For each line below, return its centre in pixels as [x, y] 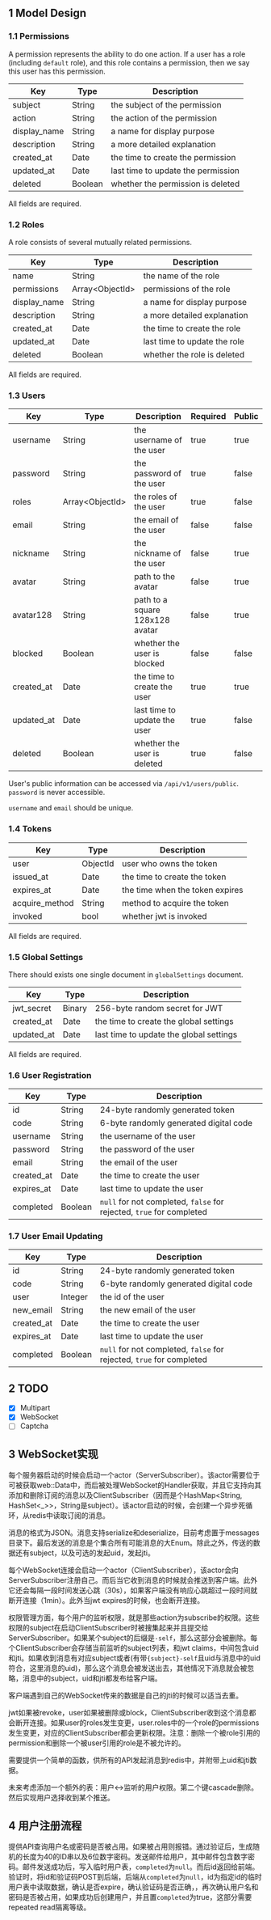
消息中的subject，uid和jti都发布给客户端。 [92, 1678]
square [148, 610]
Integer [74, 1297]
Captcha [34, 1426]
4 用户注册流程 [45, 1826]
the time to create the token [174, 877]
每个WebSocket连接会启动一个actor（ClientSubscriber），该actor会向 [124, 1570]
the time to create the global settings [164, 1021]
